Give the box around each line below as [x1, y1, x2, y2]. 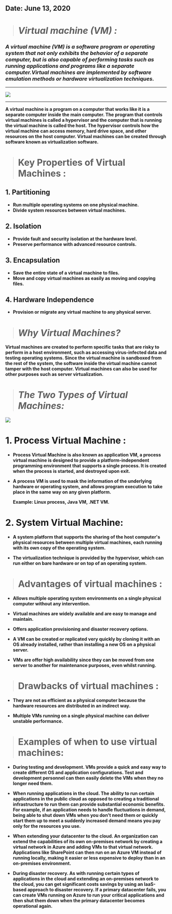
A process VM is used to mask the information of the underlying [12, 478, 152, 484]
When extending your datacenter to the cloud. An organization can [12, 833, 158, 839]
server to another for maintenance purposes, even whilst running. [12, 662, 157, 668]
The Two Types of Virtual [17, 389, 128, 401]
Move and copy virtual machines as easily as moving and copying [12, 275, 156, 281]
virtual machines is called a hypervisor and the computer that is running [5, 117, 162, 123]
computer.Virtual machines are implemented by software [5, 69, 152, 76]
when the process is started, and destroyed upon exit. [12, 468, 131, 474]
